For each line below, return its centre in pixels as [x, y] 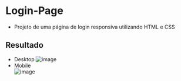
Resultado [24, 45]
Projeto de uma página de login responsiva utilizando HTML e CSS [95, 27]
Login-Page [35, 11]
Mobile [22, 65]
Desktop [24, 59]
